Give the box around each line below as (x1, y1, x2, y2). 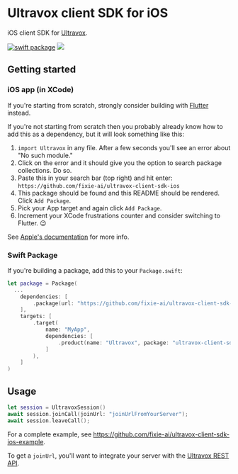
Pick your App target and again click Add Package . (17, 203, 162, 212)
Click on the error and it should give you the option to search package (17, 158, 222, 167)
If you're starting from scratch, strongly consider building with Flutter (7, 101, 209, 109)
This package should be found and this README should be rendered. (17, 188, 220, 197)
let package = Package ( (7, 280, 78, 287)
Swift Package (7, 250, 58, 260)
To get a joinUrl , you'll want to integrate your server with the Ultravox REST (7, 451, 229, 460)
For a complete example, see (7, 430, 92, 439)
